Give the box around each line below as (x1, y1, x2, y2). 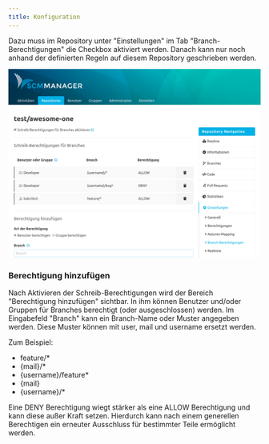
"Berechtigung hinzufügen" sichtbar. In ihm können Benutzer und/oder (8, 297, 242, 306)
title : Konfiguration (8, 13, 81, 21)
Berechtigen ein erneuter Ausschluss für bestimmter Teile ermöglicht (8, 420, 236, 430)
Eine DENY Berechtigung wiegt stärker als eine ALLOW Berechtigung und (8, 402, 251, 412)
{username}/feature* (19, 370, 90, 380)
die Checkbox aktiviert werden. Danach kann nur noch (66, 44, 246, 54)
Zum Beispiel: (8, 338, 54, 347)
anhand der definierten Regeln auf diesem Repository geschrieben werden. (8, 53, 257, 62)
